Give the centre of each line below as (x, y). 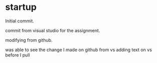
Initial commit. (20, 21)
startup (21, 7)
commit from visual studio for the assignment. (53, 30)
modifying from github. (29, 40)
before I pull (18, 55)
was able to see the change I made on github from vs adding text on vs (78, 50)
